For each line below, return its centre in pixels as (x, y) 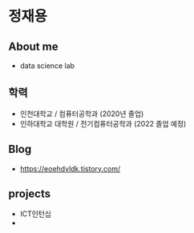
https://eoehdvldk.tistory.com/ (70, 168)
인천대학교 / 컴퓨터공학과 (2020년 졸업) (82, 114)
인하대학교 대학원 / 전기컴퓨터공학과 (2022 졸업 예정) (103, 123)
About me (33, 46)
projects (30, 194)
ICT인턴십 (36, 214)
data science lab (47, 66)
